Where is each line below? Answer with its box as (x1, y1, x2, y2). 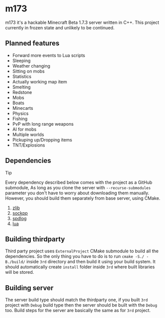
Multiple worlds (12, 131, 44, 137)
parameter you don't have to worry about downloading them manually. (5, 190, 150, 196)
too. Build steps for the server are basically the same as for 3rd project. (5, 308, 151, 314)
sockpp (12, 210, 28, 216)
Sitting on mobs (12, 68, 45, 74)
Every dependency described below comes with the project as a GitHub (5, 179, 153, 185)
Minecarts (12, 105, 33, 111)
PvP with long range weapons (12, 121, 74, 127)
